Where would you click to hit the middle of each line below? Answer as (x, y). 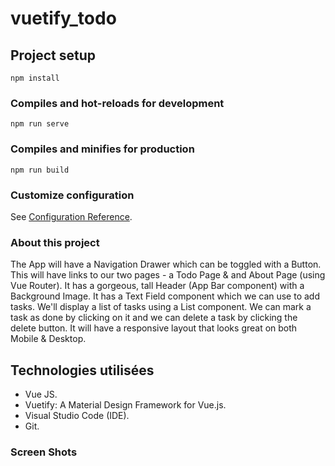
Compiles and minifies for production (102, 149)
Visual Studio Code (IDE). (77, 415)
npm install (35, 78)
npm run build (40, 170)
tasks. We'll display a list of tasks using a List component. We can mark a (161, 307)
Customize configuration (72, 195)
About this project (55, 242)
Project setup (53, 55)
